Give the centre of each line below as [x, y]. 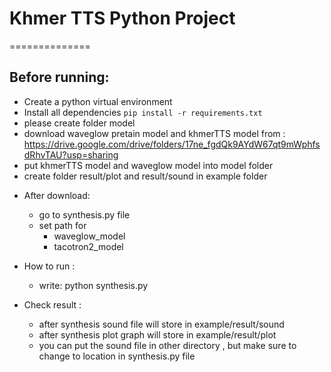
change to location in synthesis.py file [117, 356]
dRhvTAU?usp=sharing [71, 154]
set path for [62, 225]
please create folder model [79, 123]
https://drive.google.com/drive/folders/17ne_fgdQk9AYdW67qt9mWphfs [172, 144]
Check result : [52, 304]
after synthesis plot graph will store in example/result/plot [157, 334]
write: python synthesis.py [93, 285]
